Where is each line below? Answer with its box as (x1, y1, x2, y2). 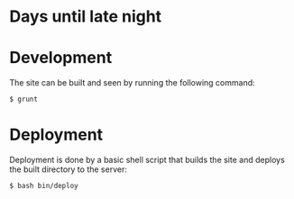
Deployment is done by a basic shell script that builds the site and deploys (9, 155, 286, 166)
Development (9, 48, 113, 68)
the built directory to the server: (9, 164, 128, 175)
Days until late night (9, 6, 162, 27)
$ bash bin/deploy (9, 182, 78, 191)
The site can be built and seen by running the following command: (9, 77, 255, 88)
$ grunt (9, 95, 39, 104)
